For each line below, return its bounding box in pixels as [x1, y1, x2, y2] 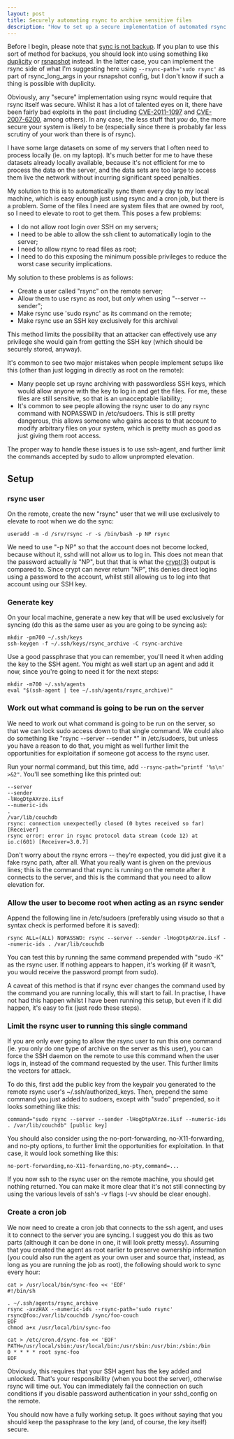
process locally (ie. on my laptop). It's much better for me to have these [7, 151, 213, 159]
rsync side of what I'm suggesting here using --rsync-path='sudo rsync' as [7, 64, 226, 73]
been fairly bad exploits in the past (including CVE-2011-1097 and [7, 108, 196, 116]
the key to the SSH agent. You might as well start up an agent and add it [7, 660, 214, 668]
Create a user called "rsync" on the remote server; [17, 287, 163, 296]
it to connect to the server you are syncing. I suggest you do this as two [7, 1231, 214, 1239]
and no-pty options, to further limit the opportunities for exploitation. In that [7, 1142, 224, 1150]
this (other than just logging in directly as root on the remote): [7, 366, 184, 375]
